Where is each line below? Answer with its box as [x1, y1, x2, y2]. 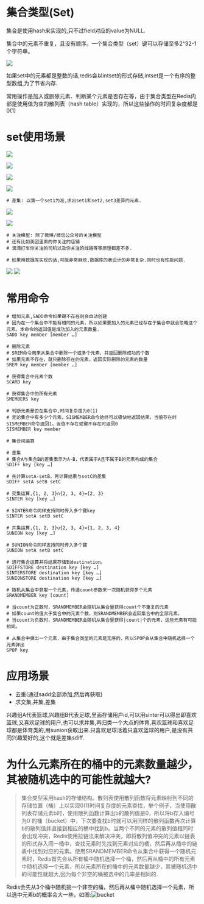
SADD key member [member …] [6, 332, 78, 338]
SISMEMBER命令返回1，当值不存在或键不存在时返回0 [6, 421, 118, 427]
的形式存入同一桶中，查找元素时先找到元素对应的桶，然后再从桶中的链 [21, 839, 198, 847]
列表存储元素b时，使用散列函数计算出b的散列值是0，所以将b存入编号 [21, 809, 195, 817]
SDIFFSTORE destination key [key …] [6, 564, 99, 571]
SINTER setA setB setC [6, 513, 64, 519]
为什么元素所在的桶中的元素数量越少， [6, 757, 199, 771]
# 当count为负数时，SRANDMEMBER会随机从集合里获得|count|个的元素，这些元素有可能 [6, 617, 197, 623]
